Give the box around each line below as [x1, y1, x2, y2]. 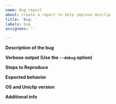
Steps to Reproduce [5, 64, 49, 71]
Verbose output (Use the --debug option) [5, 54, 93, 61]
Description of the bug [5, 45, 54, 51]
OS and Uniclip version [5, 84, 55, 90]
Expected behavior [5, 74, 47, 80]
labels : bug [5, 21, 31, 27]
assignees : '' [5, 26, 36, 31]
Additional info [5, 94, 37, 100]
